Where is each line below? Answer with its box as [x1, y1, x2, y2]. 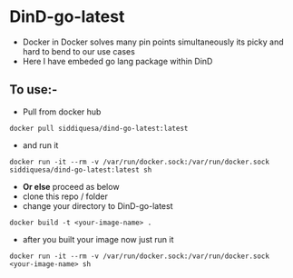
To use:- [9, 82, 58, 97]
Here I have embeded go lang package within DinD [22, 55, 213, 66]
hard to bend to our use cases [22, 45, 136, 56]
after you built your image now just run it [22, 233, 174, 244]
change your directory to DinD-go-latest [22, 200, 173, 211]
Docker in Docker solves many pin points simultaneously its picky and [22, 36, 284, 47]
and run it [22, 139, 59, 151]
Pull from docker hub [22, 106, 102, 117]
